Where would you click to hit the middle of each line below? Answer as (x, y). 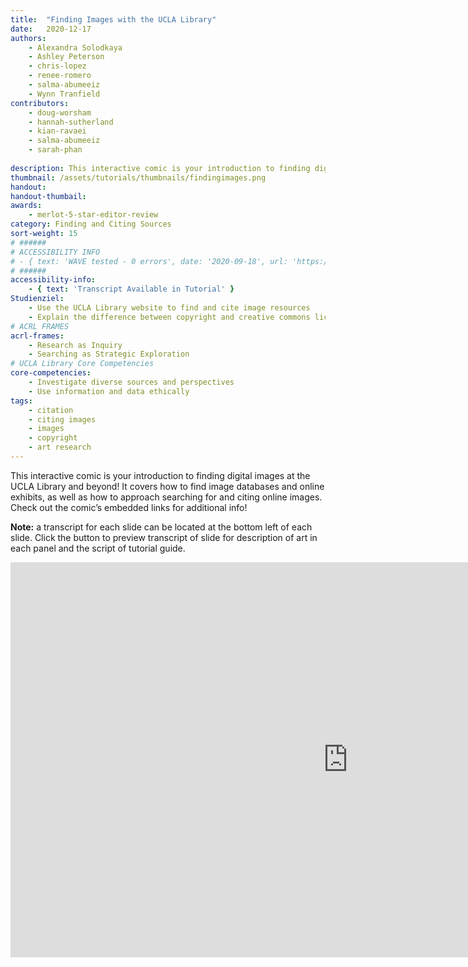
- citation (51, 410)
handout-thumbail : (48, 196)
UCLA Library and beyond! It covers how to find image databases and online (167, 486)
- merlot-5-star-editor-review (93, 215)
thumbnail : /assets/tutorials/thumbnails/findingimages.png (138, 177)
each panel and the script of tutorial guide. (98, 548)
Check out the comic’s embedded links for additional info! (129, 507)
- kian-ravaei (57, 131)
